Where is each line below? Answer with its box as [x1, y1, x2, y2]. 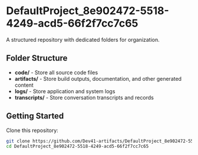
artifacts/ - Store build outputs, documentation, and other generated [14, 75, 181, 82]
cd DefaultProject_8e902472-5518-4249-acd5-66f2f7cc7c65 [6, 143, 149, 150]
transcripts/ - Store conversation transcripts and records [14, 94, 154, 101]
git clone [6, 138, 31, 144]
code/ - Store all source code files [14, 69, 98, 76]
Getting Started [6, 111, 64, 121]
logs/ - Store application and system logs [14, 87, 115, 95]
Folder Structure [6, 53, 68, 63]
